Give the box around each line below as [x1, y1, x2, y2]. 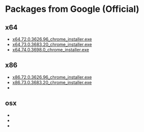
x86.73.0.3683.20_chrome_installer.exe [12, 79, 92, 85]
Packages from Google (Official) [5, 3, 140, 15]
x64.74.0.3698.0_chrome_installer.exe [12, 47, 89, 52]
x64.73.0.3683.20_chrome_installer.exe [12, 42, 92, 47]
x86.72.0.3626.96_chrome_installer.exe [12, 74, 92, 80]
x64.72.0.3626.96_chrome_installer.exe [12, 36, 92, 42]
